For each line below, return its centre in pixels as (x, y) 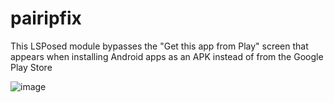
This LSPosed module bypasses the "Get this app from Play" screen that (159, 46)
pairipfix (46, 18)
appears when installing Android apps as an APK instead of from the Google (167, 56)
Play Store (31, 67)
